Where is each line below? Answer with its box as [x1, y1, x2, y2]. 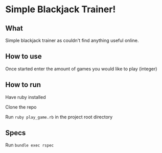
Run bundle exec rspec [5, 142, 54, 148]
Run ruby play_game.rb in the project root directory [5, 114, 113, 120]
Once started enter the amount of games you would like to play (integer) [5, 65, 157, 72]
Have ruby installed [5, 94, 46, 100]
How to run [5, 81, 41, 89]
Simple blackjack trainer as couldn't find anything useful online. [5, 37, 139, 43]
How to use [5, 52, 42, 61]
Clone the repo [5, 104, 37, 110]
